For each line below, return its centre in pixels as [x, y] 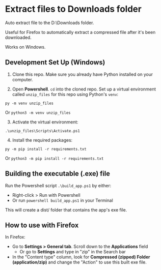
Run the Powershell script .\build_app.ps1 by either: [58, 185]
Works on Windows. [25, 47]
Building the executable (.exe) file [58, 174]
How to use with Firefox [42, 225]
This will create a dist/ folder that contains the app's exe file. [66, 210]
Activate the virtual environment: [45, 122]
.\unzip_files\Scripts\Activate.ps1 [42, 131]
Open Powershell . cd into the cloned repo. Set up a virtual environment [84, 89]
